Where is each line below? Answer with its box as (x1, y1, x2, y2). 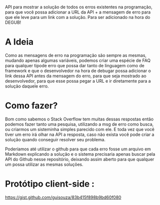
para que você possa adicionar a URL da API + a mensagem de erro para (5, 9, 151, 15)
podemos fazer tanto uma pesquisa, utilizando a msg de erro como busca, (5, 121, 154, 127)
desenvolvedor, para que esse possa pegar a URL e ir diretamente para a (5, 78, 151, 84)
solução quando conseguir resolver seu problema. (5, 136, 106, 142)
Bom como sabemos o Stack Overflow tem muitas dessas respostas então (5, 116, 154, 122)
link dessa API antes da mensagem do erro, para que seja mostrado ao (5, 73, 146, 79)
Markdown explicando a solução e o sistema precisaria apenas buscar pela (5, 151, 156, 157)
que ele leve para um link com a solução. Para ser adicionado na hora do (5, 15, 150, 20)
